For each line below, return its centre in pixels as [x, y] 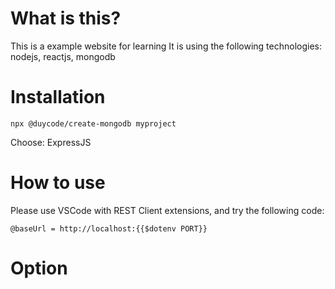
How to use [58, 183]
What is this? [66, 18]
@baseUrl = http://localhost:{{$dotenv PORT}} [109, 228]
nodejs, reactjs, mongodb [63, 56]
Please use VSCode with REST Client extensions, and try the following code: [167, 210]
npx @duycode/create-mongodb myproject [93, 123]
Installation [58, 97]
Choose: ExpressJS [51, 142]
